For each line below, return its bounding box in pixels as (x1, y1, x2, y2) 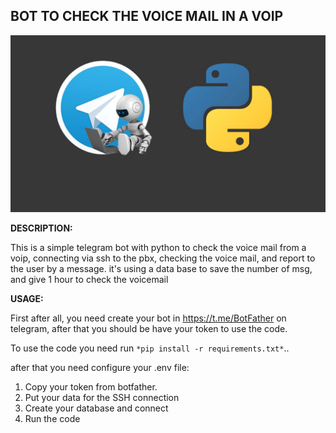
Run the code (24, 413, 81, 425)
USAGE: (10, 293, 44, 305)
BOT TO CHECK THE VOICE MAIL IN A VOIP (10, 8, 284, 25)
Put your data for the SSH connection (24, 392, 180, 404)
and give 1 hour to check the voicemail (10, 274, 169, 286)
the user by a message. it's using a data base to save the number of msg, (10, 263, 313, 275)
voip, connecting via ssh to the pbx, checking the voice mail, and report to (10, 252, 316, 264)
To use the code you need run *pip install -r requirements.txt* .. (10, 342, 290, 354)
